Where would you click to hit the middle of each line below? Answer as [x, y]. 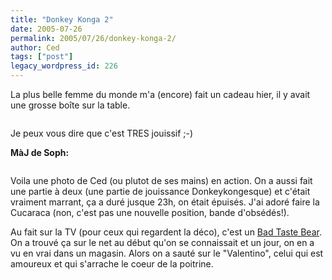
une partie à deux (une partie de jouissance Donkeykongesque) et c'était [160, 191]
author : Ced [35, 47]
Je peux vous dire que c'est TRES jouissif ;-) [102, 133]
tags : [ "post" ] [42, 57]
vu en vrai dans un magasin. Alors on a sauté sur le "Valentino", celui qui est [167, 253]
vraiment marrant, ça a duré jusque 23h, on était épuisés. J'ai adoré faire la [165, 202]
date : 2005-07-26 [46, 29]
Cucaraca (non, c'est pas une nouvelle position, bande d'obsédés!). [150, 212]
